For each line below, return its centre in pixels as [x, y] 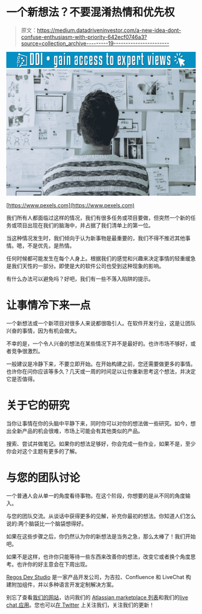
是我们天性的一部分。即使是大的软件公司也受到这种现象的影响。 [85, 266]
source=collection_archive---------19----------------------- [95, 43]
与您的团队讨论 [43, 478]
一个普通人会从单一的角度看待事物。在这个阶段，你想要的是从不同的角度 [96, 495]
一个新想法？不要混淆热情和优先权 [91, 12]
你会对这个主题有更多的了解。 [43, 451]
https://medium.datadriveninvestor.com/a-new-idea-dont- [109, 30]
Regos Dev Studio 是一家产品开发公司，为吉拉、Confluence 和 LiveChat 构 [99, 577]
